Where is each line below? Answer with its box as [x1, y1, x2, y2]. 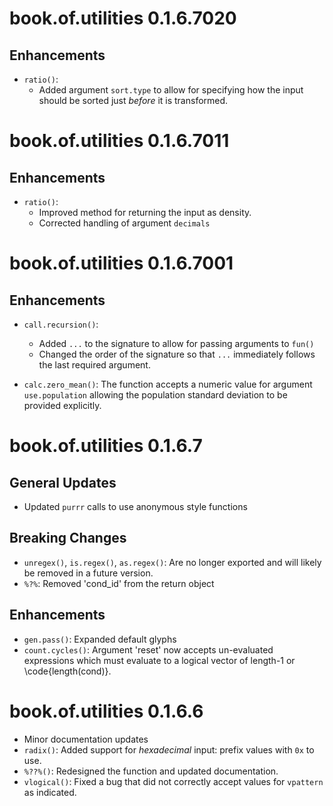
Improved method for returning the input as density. [38, 207, 252, 218]
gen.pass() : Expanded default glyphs [23, 633, 177, 645]
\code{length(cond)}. [23, 665, 112, 677]
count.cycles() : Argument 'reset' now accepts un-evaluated [23, 643, 274, 656]
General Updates [9, 474, 117, 491]
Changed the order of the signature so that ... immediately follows [38, 348, 316, 360]
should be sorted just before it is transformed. [38, 95, 229, 106]
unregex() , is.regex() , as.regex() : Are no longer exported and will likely [23, 556, 322, 568]
